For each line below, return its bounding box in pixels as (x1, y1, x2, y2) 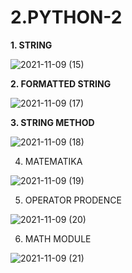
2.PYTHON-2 (10, 6, 123, 29)
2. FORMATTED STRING (10, 77, 112, 90)
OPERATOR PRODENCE (24, 194, 122, 206)
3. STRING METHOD (10, 116, 95, 128)
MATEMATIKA (24, 155, 83, 167)
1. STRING (10, 39, 53, 51)
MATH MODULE (24, 232, 92, 245)
